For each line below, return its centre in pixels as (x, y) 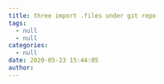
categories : (28, 46)
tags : (17, 23)
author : (21, 68)
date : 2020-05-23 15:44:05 (53, 61)
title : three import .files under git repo (82, 16)
